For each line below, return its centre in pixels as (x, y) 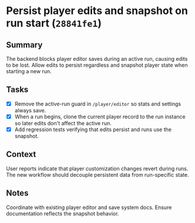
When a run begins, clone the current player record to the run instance (100, 116)
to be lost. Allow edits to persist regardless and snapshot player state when (97, 65)
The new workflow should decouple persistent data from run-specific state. (97, 174)
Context (21, 154)
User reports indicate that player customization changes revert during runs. (97, 169)
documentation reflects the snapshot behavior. (63, 213)
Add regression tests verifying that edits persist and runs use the (93, 129)
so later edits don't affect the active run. (63, 123)
